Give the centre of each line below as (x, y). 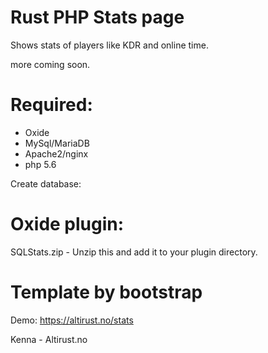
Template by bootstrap (106, 292)
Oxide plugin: (67, 224)
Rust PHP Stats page (97, 17)
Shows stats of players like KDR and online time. (109, 45)
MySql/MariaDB (57, 143)
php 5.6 (40, 164)
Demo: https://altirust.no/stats (72, 320)
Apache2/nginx (56, 153)
